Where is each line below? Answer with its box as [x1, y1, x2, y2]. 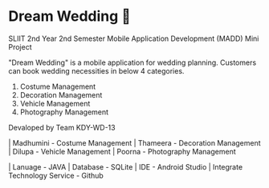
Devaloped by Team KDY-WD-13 [8, 122, 116, 132]
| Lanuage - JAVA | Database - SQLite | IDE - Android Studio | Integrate [8, 162, 243, 171]
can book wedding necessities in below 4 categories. [8, 66, 185, 75]
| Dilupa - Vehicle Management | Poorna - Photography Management [8, 146, 236, 156]
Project [8, 42, 32, 51]
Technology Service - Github [8, 170, 104, 180]
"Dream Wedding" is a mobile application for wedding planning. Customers [8, 58, 257, 67]
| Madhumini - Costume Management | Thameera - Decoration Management [8, 138, 261, 147]
